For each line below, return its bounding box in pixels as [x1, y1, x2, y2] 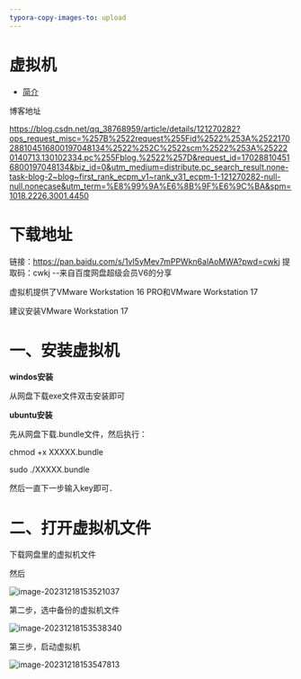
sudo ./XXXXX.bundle [9, 464, 90, 475]
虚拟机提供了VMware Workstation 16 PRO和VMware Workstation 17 [9, 286, 259, 297]
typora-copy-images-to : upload [9, 13, 127, 22]
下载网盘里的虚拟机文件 [9, 549, 96, 560]
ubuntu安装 [9, 410, 53, 421]
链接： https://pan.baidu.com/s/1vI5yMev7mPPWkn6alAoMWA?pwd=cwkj [9, 255, 280, 266]
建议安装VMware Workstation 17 [9, 305, 128, 316]
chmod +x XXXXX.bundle [9, 447, 104, 458]
